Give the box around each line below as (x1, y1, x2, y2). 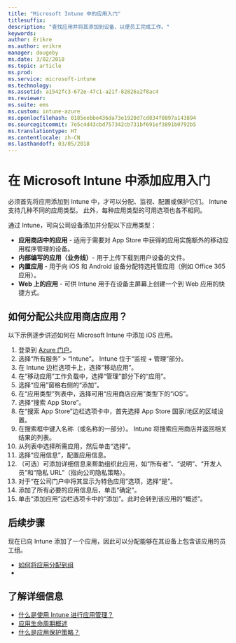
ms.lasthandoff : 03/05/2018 (8, 141, 90, 148)
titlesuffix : (8, 17, 46, 24)
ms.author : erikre (8, 43, 62, 50)
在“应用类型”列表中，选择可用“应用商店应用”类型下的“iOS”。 (18, 389, 192, 398)
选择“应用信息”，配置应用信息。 (18, 450, 111, 459)
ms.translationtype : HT (8, 127, 78, 134)
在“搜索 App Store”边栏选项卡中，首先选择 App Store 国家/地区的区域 (18, 407, 218, 415)
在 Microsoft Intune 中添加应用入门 (8, 173, 211, 189)
